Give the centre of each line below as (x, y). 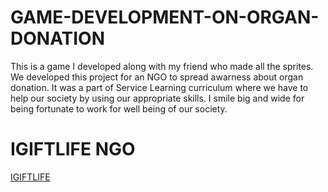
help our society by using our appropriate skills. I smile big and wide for (157, 98)
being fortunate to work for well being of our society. (119, 108)
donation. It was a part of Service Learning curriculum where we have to (159, 87)
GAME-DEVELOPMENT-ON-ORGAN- (165, 17)
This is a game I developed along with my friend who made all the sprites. (162, 66)
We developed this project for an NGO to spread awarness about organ (157, 77)
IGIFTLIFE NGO (73, 149)
